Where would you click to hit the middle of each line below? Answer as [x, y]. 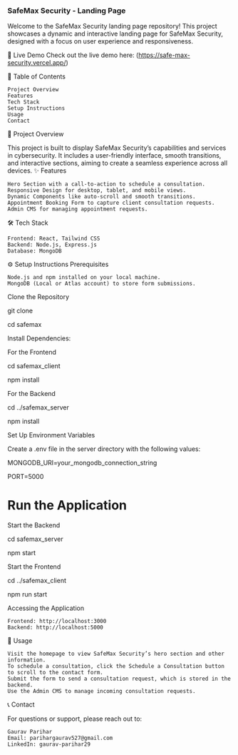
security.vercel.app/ [37, 63]
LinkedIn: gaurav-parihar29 [49, 744]
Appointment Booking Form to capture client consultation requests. [111, 203]
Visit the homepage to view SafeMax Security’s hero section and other [116, 654]
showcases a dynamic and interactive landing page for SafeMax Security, [115, 34]
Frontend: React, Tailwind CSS [54, 239]
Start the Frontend [34, 567]
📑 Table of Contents [37, 76]
